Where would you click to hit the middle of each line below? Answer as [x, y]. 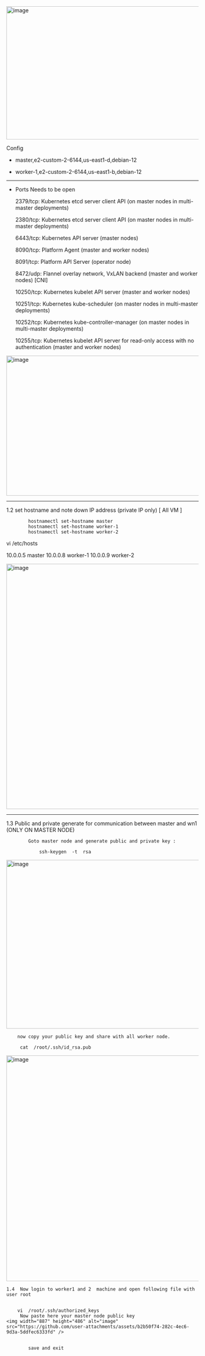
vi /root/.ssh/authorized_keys [58, 1311]
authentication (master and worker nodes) [68, 347]
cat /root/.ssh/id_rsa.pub [56, 1047]
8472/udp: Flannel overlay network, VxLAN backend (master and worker [106, 274]
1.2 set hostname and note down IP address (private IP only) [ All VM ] [94, 510]
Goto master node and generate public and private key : [102, 841]
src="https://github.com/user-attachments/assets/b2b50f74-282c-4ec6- [98, 1327]
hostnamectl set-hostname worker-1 [74, 526]
